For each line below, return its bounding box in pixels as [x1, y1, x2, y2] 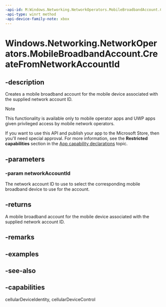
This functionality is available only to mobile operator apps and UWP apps [5, 115, 156, 121]
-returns [5, 201, 32, 209]
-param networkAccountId [5, 170, 71, 176]
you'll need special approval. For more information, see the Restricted [5, 136, 148, 141]
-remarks [5, 233, 35, 241]
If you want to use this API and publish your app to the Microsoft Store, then [5, 130, 160, 136]
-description [5, 78, 44, 86]
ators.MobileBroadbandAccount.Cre [5, 48, 158, 59]
